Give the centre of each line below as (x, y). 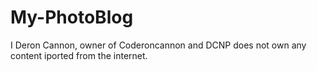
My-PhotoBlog (72, 17)
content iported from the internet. (79, 55)
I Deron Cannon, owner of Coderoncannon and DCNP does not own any (158, 45)
